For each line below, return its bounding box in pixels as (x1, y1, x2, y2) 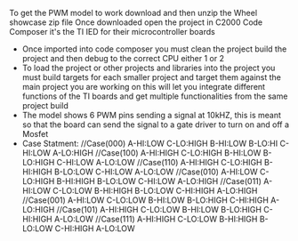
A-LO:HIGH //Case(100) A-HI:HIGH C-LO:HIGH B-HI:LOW (52, 148, 262, 158)
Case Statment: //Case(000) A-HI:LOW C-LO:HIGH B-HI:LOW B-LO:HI (21, 138, 278, 149)
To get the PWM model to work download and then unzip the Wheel (9, 8, 258, 18)
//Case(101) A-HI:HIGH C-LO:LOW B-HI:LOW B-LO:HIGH (56, 205, 262, 214)
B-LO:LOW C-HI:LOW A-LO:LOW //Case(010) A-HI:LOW (53, 166, 258, 177)
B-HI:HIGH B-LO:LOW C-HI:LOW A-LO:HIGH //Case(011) (56, 176, 262, 186)
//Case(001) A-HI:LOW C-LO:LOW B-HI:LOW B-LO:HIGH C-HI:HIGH (21, 195, 270, 205)
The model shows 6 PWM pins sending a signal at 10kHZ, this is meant (21, 110, 282, 120)
